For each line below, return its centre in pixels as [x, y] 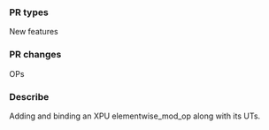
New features [34, 32]
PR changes [35, 55]
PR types [29, 12]
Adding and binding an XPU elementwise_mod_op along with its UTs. [135, 116]
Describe [29, 96]
